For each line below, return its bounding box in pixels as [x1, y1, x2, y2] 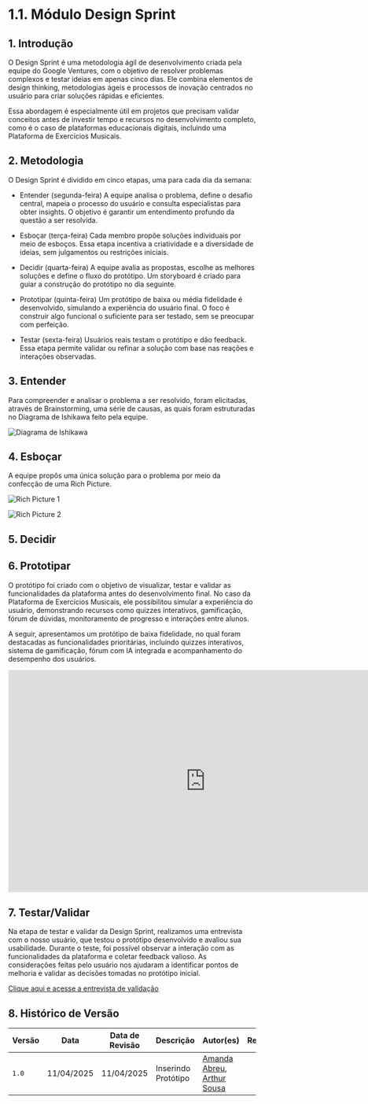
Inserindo [156, 1063, 191, 1074]
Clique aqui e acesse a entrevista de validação [8, 984, 159, 993]
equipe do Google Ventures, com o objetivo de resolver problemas [8, 66, 224, 76]
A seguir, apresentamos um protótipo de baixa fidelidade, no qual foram [8, 629, 241, 638]
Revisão [109, 1040, 140, 1051]
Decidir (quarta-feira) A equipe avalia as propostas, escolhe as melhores [19, 262, 256, 272]
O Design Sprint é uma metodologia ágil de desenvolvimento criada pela [8, 57, 242, 67]
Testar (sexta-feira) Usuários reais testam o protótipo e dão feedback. [19, 334, 247, 344]
